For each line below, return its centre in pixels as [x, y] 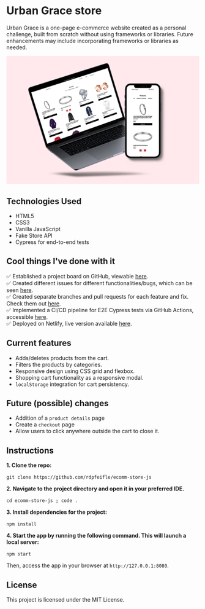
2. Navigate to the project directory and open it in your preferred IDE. [95, 489]
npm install [21, 524]
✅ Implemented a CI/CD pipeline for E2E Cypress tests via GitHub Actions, [100, 310]
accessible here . [27, 316]
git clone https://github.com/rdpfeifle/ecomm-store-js [79, 477]
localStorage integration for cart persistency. [72, 384]
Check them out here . [34, 303]
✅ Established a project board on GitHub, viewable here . [77, 276]
